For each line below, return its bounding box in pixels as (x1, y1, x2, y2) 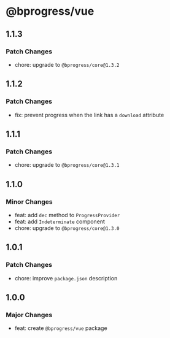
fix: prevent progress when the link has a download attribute (14, 111, 164, 118)
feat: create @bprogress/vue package (14, 325, 108, 332)
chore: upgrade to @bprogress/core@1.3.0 (14, 224, 120, 231)
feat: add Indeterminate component (14, 218, 106, 225)
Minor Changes (6, 198, 53, 206)
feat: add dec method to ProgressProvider (14, 211, 120, 218)
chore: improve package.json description (14, 274, 118, 282)
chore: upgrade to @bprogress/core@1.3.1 (14, 161, 120, 169)
